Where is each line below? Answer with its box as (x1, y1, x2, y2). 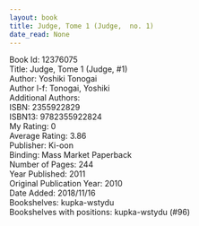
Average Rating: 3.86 (9, 131, 87, 142)
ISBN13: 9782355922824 (9, 111, 103, 122)
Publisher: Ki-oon (9, 140, 74, 151)
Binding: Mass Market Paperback (9, 150, 133, 161)
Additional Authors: (9, 92, 81, 103)
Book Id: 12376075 (9, 55, 78, 65)
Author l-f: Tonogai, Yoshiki (9, 83, 110, 94)
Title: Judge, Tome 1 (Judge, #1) (9, 64, 128, 74)
